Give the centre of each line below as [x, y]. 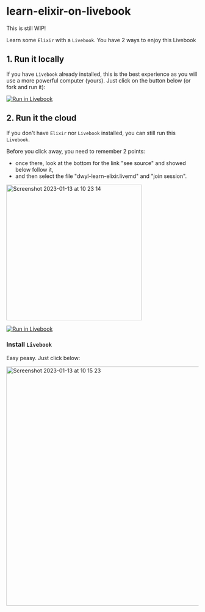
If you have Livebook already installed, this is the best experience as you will [102, 74]
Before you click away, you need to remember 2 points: [76, 151]
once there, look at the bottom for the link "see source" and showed [100, 163]
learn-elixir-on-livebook [69, 11]
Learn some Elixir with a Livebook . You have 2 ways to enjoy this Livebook [101, 40]
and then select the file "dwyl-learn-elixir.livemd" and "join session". [101, 176]
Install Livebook [29, 345]
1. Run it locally [35, 59]
